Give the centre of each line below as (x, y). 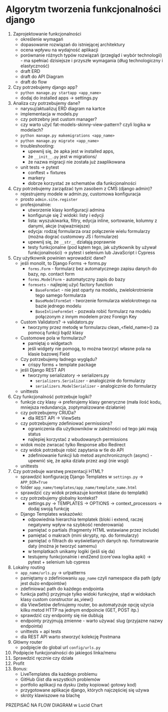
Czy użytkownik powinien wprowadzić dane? (59, 258)
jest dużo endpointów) (43, 583)
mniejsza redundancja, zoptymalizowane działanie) (73, 407)
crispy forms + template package (62, 365)
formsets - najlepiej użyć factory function (70, 284)
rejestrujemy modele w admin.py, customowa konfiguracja (80, 194)
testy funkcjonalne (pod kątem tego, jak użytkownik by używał (92, 247)
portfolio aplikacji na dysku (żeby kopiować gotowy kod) (78, 684)
